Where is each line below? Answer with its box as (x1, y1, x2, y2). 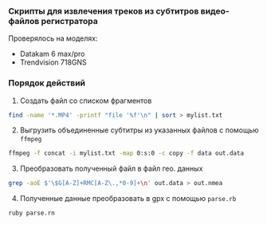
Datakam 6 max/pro (19, 49, 85, 59)
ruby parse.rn (8, 209, 56, 217)
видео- (200, 6, 230, 17)
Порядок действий (8, 77, 86, 89)
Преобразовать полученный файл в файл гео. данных (19, 164, 203, 173)
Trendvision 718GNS (19, 57, 88, 67)
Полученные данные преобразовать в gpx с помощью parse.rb (19, 194, 237, 203)
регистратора (41, 15, 98, 26)
